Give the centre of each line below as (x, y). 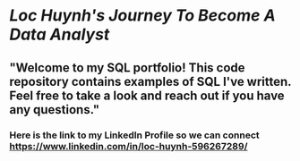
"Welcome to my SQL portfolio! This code (127, 68)
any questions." (55, 110)
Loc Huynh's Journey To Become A (142, 16)
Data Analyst (60, 34)
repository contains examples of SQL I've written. (150, 81)
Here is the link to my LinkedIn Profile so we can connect (134, 135)
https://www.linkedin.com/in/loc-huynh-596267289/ (129, 146)
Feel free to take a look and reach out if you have (147, 95)
